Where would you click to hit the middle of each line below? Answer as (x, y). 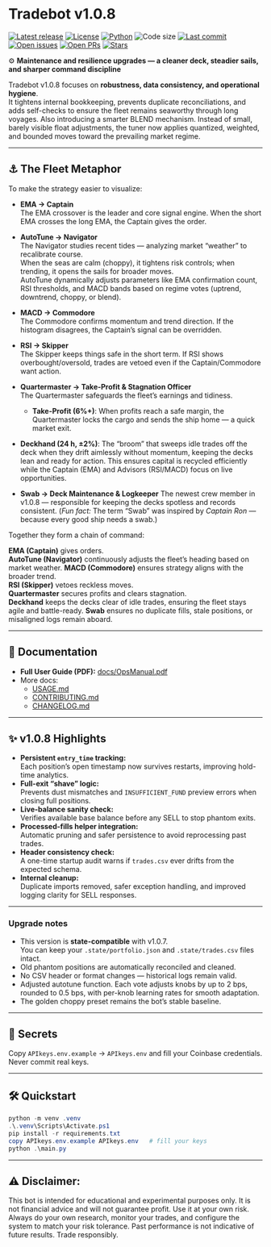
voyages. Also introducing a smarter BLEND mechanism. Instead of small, (130, 119)
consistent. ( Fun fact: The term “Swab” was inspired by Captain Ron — (138, 511)
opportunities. (43, 478)
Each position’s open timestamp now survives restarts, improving (128, 766)
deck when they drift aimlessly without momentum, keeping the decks (137, 452)
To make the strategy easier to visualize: (75, 188)
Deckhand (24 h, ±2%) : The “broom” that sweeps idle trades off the (133, 444)
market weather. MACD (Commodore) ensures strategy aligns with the (126, 567)
